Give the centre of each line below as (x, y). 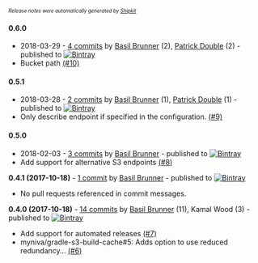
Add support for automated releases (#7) (88, 233)
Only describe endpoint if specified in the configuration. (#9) (121, 117)
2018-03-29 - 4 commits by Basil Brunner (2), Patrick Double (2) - (130, 46)
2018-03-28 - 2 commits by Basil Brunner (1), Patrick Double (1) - (129, 100)
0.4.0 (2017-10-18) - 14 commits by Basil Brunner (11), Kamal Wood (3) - (129, 209)
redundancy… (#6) (51, 250)
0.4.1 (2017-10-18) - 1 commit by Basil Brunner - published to (110, 177)
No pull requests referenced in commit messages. (103, 193)
